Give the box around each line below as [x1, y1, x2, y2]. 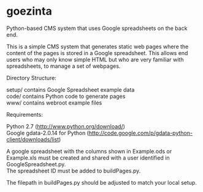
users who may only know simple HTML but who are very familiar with [6, 56, 184, 63]
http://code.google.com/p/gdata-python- [88, 129, 193, 136]
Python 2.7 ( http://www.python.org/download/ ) [6, 122, 126, 130]
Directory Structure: [6, 74, 57, 81]
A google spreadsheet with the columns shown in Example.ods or [6, 147, 172, 155]
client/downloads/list [6, 136, 59, 143]
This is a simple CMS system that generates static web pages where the [6, 43, 189, 50]
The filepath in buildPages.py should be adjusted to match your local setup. [6, 179, 197, 186]
